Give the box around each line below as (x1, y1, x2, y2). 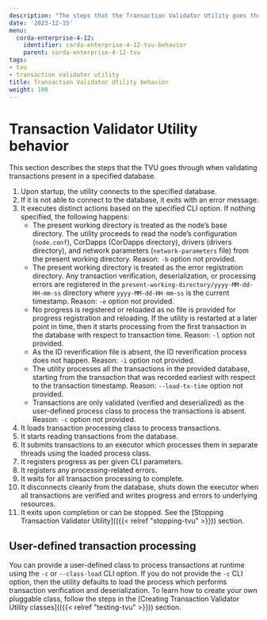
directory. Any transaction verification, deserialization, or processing (32, 271, 257, 281)
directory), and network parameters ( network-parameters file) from (32, 246, 249, 255)
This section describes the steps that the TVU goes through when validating (9, 163, 257, 172)
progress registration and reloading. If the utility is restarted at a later (32, 313, 257, 323)
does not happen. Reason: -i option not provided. (32, 355, 196, 366)
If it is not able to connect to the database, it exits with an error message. (20, 196, 259, 205)
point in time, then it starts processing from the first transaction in (32, 322, 247, 331)
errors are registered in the (32, 280, 120, 289)
